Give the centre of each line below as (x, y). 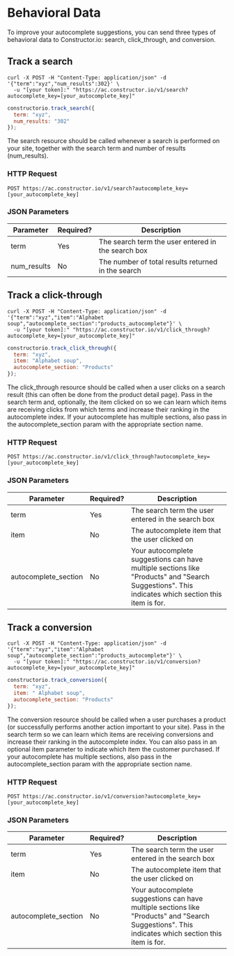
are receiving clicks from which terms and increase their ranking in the (108, 410)
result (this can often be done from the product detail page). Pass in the (110, 395)
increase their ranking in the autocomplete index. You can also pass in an (112, 742)
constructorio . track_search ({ (51, 108)
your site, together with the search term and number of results (96, 149)
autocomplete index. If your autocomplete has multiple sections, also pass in (117, 417)
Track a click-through (55, 296)
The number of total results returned (158, 262)
